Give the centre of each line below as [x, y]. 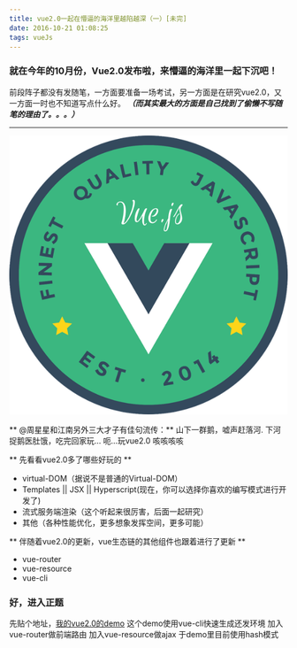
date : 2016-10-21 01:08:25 [59, 28]
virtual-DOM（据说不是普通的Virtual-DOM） [102, 478]
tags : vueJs [31, 37]
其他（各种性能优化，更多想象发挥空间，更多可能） [115, 522]
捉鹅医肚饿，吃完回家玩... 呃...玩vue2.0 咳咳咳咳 [96, 440]
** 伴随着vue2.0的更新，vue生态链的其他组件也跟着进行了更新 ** [127, 541]
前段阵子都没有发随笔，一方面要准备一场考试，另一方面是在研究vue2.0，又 [146, 92]
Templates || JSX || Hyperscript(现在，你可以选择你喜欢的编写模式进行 [150, 489]
